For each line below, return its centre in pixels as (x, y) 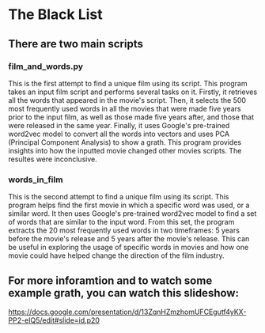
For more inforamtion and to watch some (110, 280)
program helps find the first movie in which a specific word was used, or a (129, 205)
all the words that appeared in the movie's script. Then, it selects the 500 (127, 100)
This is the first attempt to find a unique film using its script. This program (128, 83)
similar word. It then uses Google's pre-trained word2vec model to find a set (132, 214)
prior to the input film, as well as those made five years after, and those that (131, 117)
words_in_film (36, 180)
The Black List (55, 15)
